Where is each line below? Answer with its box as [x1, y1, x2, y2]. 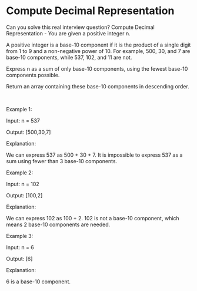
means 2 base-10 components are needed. [6, 221, 111, 228]
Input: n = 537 [6, 117, 40, 124]
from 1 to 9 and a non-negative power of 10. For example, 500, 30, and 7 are [6, 47, 191, 54]
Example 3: [6, 232, 34, 239]
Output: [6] [6, 255, 33, 262]
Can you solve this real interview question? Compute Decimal [6, 24, 155, 31]
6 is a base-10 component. [6, 278, 71, 285]
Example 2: [6, 169, 34, 176]
